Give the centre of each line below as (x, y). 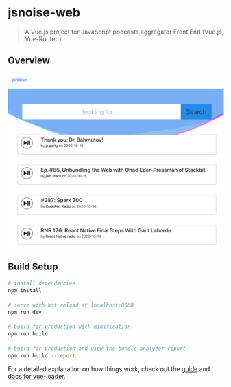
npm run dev (25, 312)
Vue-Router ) (43, 38)
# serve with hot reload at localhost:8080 (71, 305)
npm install (25, 291)
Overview (29, 61)
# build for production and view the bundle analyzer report (97, 349)
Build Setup (33, 266)
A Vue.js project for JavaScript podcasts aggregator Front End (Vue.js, (124, 32)
